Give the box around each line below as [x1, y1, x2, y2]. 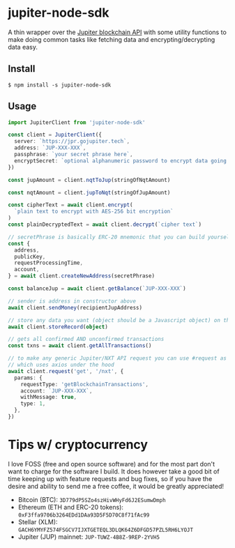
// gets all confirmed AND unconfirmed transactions [8, 336, 165, 343]
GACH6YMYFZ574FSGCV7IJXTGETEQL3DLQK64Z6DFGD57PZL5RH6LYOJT [17, 526, 194, 533]
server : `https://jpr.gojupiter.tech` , [14, 138, 130, 145]
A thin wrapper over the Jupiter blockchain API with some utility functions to [8, 28, 227, 36]
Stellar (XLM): [17, 517, 58, 526]
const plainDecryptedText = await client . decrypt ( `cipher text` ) [8, 221, 202, 228]
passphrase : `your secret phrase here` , [14, 151, 133, 158]
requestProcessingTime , [14, 259, 83, 266]
